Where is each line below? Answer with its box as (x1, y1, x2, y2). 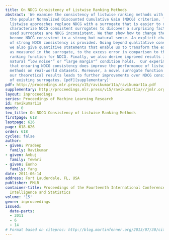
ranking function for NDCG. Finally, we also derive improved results (10, 54, 161, 59)
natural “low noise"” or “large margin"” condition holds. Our (10, 59, 147, 64)
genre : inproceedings (5, 199, 51, 204)
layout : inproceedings (5, 92, 53, 97)
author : (5, 138, 22, 143)
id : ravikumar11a (5, 101, 42, 106)
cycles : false (5, 134, 35, 139)
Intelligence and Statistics (10, 190, 71, 195)
